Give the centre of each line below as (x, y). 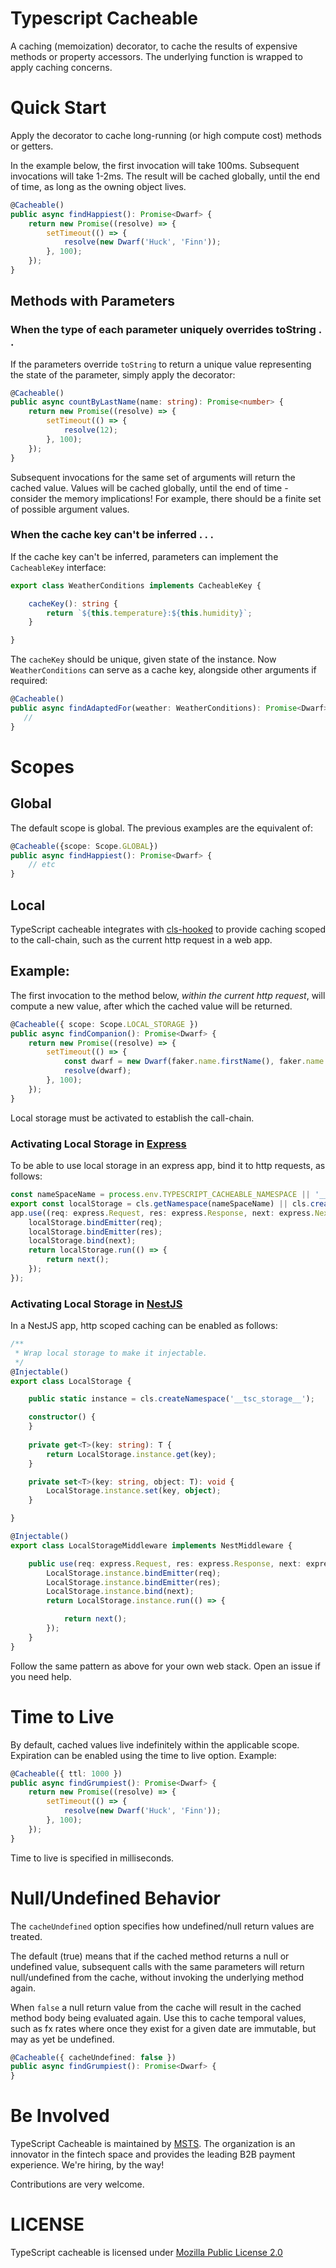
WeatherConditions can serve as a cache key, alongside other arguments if (163, 670)
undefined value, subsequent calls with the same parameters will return (157, 1966)
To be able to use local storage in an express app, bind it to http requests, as (168, 1166)
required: (29, 681)
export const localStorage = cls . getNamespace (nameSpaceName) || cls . (160, 1203)
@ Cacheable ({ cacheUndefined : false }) (93, 2057)
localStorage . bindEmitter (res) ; (95, 1232)
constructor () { (62, 1417)
